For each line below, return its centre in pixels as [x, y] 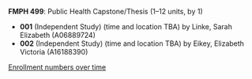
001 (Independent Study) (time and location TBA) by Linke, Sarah [126, 26]
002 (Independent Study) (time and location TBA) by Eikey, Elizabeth [132, 43]
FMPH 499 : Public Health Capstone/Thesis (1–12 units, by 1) [105, 11]
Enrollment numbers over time [57, 67]
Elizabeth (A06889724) [58, 35]
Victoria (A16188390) [54, 52]
